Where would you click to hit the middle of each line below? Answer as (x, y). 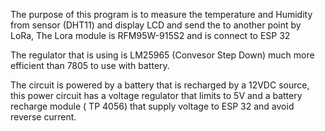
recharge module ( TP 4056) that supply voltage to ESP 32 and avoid (152, 106)
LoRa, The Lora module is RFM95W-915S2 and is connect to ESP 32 (150, 35)
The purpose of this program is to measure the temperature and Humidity (161, 14)
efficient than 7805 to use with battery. (90, 65)
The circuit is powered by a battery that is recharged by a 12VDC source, (160, 85)
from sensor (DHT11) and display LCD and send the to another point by (156, 25)
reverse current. (43, 117)
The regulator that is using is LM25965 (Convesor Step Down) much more (162, 55)
